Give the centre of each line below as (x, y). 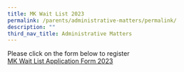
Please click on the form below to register (68, 54)
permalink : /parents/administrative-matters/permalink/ (92, 20)
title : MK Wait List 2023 (46, 14)
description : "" (31, 27)
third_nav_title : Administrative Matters (70, 34)
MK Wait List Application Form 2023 (60, 61)
